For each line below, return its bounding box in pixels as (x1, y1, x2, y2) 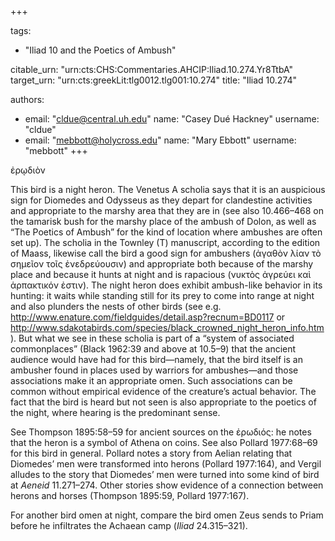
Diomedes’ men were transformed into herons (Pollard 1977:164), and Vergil (10, 458, 322, 470)
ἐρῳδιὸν (10, 164, 46, 176)
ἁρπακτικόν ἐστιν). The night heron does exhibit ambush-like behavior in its (10, 279, 323, 291)
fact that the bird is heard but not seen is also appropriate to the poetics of (10, 396, 317, 408)
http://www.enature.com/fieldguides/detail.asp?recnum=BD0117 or (10, 311, 286, 323)
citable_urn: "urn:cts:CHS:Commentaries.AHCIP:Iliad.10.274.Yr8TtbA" (10, 64, 294, 75)
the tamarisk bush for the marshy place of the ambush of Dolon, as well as (10, 216, 317, 227)
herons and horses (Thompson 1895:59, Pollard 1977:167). (10, 490, 250, 501)
